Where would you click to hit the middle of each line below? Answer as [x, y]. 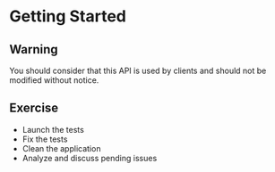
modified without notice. [54, 80]
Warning [34, 49]
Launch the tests [53, 129]
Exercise [34, 108]
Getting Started [68, 16]
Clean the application [61, 148]
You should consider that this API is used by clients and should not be [138, 70]
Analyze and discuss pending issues [90, 158]
